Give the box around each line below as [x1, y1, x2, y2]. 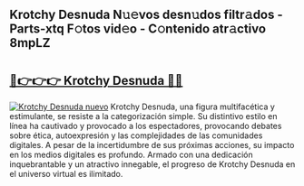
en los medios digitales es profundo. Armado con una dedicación [9, 149, 253, 160]
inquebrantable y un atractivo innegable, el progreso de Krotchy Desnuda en [9, 159, 296, 170]
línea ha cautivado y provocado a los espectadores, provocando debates [9, 121, 282, 131]
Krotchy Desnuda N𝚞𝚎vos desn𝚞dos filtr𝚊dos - [9, 7, 283, 23]
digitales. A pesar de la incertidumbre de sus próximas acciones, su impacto [9, 140, 295, 150]
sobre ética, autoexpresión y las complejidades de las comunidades [9, 130, 263, 141]
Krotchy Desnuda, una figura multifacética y [110, 101, 275, 112]
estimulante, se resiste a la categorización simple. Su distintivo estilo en [9, 111, 279, 121]
